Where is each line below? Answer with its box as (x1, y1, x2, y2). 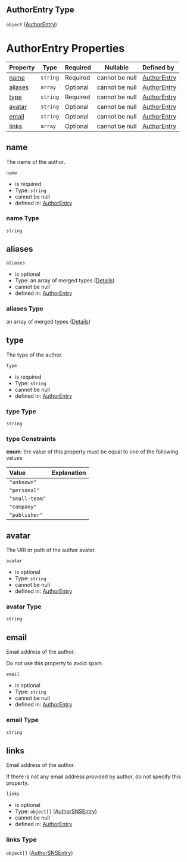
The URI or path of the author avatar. (6, 547, 96, 554)
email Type (6, 716, 39, 724)
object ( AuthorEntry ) (6, 20, 58, 28)
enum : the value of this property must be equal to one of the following (6, 448, 179, 455)
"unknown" (9, 479, 37, 486)
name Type (6, 214, 40, 223)
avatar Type (6, 602, 42, 611)
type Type (6, 407, 36, 415)
